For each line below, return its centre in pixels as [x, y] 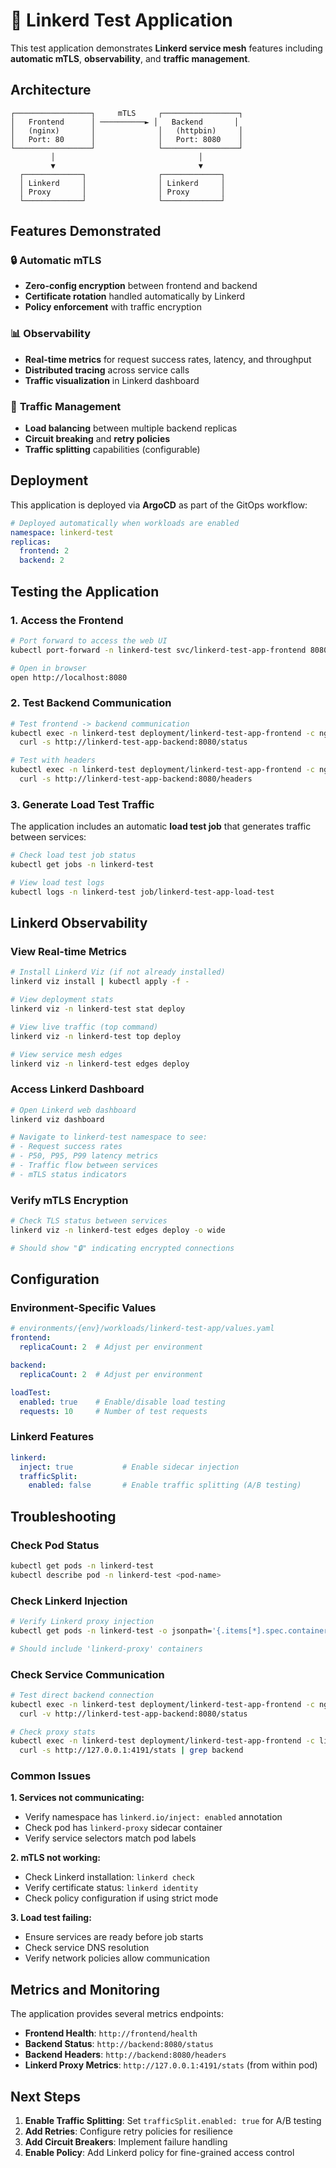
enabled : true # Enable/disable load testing [122, 1402]
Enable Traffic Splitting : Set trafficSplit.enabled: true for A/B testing [173, 2121]
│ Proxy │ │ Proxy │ [122, 192]
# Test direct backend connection [82, 1695]
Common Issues [51, 1776]
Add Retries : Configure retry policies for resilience [128, 2131]
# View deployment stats [62, 1000]
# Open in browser [48, 668]
